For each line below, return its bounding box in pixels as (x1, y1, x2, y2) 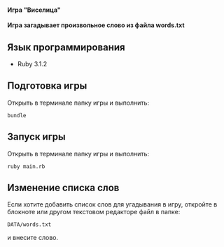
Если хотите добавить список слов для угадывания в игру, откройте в (7, 200, 218, 209)
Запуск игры (7, 131, 66, 143)
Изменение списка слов (7, 182, 120, 194)
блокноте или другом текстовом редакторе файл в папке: (7, 208, 181, 216)
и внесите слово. (7, 234, 58, 242)
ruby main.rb (7, 163, 45, 170)
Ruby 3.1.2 (17, 60, 48, 68)
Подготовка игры (7, 80, 87, 92)
